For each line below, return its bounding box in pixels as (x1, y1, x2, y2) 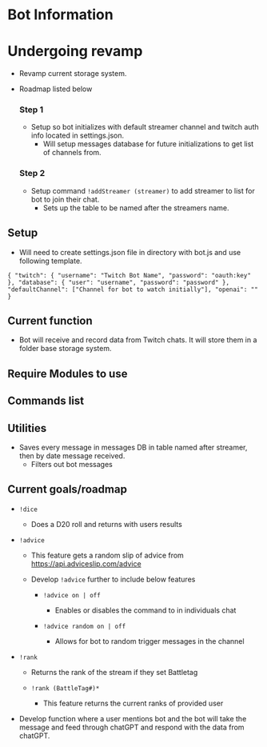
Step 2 (18, 168, 46, 179)
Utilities (7, 421, 47, 435)
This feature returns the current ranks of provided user (42, 698, 224, 708)
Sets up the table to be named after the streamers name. (42, 202, 229, 213)
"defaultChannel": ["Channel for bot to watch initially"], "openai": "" (7, 286, 259, 294)
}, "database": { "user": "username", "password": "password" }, (7, 278, 229, 286)
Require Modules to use (7, 366, 128, 381)
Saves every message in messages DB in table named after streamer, (18, 442, 248, 452)
